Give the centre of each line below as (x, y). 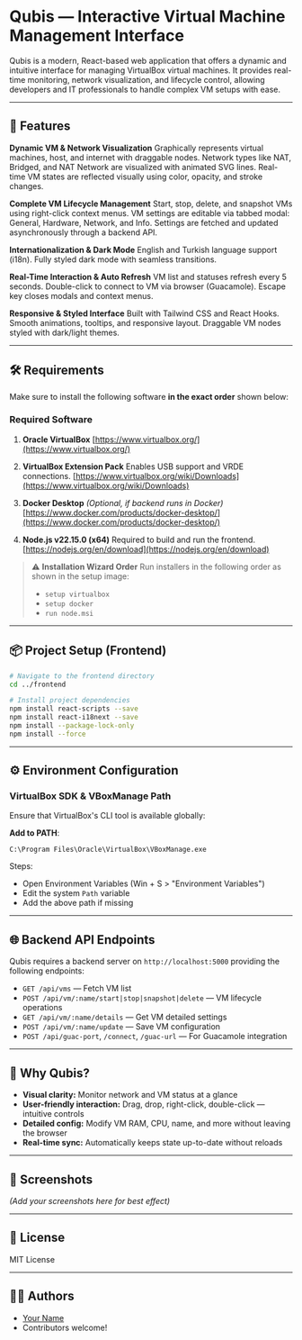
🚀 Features (40, 127)
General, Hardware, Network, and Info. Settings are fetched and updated (144, 222)
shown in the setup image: (80, 576)
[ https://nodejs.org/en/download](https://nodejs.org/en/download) (146, 549)
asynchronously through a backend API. (84, 232)
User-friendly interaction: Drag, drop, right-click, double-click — (143, 1104)
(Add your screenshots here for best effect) (90, 1200)
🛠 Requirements (57, 371)
